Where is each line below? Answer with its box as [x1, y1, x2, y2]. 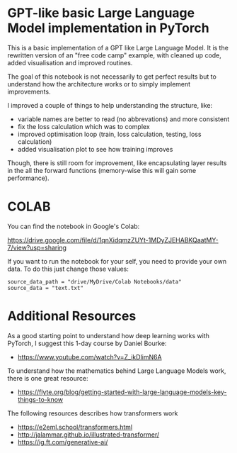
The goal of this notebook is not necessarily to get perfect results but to [7, 72, 217, 81]
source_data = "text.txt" [7, 284, 83, 291]
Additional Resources [7, 308, 137, 324]
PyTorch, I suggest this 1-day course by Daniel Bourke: [7, 339, 167, 347]
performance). [7, 174, 50, 182]
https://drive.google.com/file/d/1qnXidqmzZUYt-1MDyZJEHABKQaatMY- [7, 235, 219, 244]
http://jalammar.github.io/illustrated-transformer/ [17, 430, 160, 439]
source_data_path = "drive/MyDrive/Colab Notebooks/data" [7, 278, 182, 285]
